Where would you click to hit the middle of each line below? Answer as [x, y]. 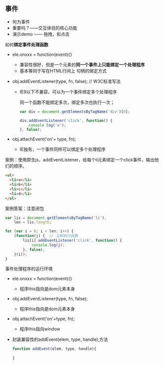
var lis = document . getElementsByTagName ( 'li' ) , [56, 218]
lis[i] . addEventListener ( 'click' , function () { [72, 241]
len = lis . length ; [33, 222]
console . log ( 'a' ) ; [48, 125]
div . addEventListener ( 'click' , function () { [66, 121]
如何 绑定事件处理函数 [27, 44]
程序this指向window [40, 329]
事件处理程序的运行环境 [29, 269]
